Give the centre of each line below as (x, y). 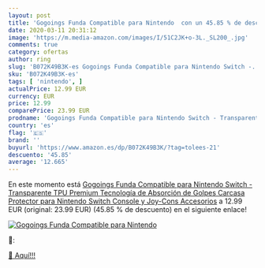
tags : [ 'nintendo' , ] (45, 81)
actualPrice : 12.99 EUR (47, 89)
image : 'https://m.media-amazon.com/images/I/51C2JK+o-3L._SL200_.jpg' (128, 37)
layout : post (30, 15)
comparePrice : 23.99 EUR (49, 111)
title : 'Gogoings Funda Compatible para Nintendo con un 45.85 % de (125, 23)
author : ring (30, 60)
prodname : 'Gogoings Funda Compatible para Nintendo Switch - (112, 118)
